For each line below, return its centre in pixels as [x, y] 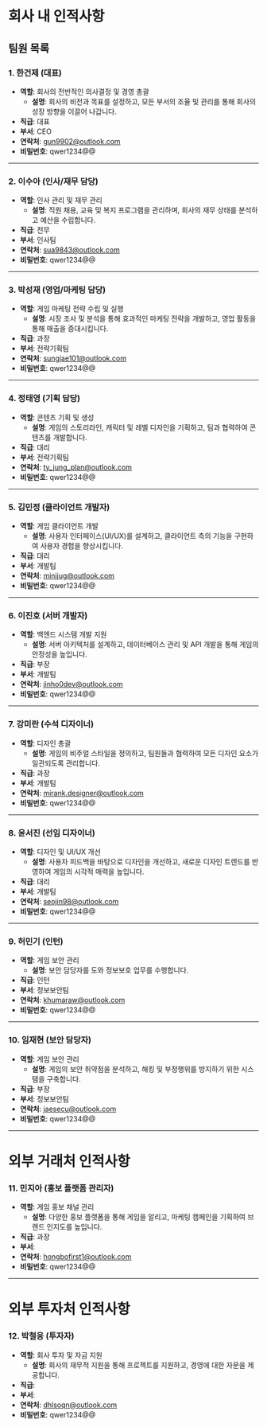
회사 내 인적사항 [56, 16]
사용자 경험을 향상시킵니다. [81, 546]
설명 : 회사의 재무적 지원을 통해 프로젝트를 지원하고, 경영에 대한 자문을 [139, 1365]
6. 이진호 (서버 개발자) [48, 615]
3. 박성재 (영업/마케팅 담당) [57, 290]
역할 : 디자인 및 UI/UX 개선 [60, 852]
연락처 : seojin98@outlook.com [69, 901]
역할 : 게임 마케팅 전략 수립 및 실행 [72, 309]
